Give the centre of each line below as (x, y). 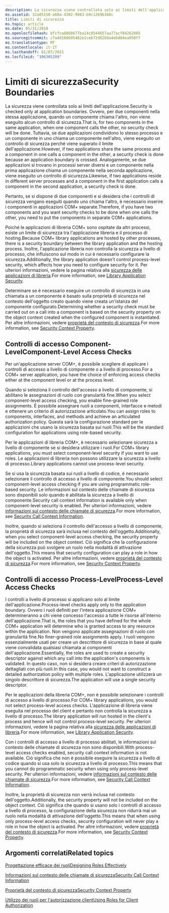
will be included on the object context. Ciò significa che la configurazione (81, 542)
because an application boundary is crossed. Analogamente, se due (76, 160)
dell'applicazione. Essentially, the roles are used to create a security (75, 653)
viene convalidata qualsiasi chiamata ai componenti (59, 647)
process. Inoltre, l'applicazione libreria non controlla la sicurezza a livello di (83, 249)
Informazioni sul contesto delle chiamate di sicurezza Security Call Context (82, 875)
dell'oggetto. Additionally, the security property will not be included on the (81, 800)
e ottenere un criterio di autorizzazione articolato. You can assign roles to (80, 411)
